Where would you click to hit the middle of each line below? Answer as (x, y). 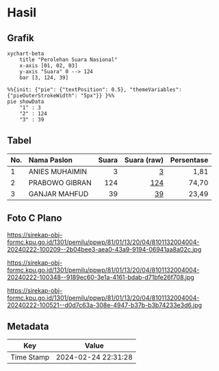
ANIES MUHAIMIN (58, 171)
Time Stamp (30, 357)
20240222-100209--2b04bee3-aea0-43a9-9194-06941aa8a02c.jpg (104, 249)
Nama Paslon (51, 160)
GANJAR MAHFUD (59, 193)
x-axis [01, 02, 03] (49, 66)
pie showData (26, 101)
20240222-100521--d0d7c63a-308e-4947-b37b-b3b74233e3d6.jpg (105, 305)
